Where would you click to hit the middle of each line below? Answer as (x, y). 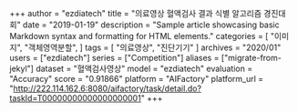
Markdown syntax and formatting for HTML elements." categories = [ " (142, 36)
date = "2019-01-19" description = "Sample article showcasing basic (151, 25)
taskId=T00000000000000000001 (75, 98)
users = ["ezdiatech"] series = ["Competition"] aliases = (114, 58)
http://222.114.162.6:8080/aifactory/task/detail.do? (108, 88)
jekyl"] (22, 68)
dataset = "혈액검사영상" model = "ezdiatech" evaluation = (144, 68)
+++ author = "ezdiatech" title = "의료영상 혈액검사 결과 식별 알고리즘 (136, 13)
